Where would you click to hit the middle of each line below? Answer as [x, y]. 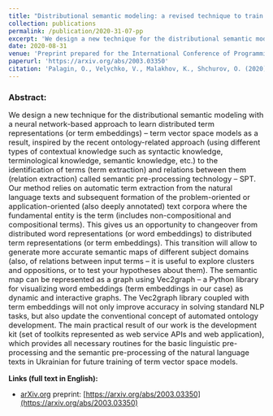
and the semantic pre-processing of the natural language [149, 353]
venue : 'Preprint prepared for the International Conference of [119, 54]
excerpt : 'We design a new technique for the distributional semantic [130, 39]
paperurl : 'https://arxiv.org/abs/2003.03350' [89, 62]
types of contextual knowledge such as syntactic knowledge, [116, 152]
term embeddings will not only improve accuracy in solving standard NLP [136, 308]
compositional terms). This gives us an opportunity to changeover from [133, 225]
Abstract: [28, 97]
